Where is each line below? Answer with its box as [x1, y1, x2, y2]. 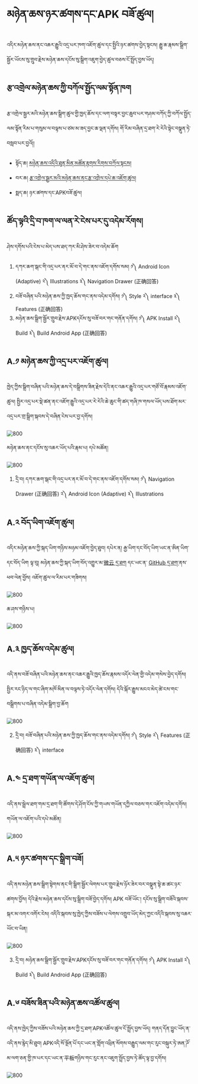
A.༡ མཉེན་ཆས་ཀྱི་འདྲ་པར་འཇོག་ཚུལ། [7, 356, 109, 366]
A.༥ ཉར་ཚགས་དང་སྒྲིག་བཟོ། [7, 854, 83, 864]
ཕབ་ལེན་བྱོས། [7, 574, 31, 581]
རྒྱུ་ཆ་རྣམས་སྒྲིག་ [159, 41, 189, 48]
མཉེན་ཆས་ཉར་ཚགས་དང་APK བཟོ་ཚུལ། [7, 8, 154, 21]
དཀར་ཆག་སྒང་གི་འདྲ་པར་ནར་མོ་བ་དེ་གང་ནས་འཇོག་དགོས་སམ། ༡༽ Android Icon [15, 263, 170, 270]
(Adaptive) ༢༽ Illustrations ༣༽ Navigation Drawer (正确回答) [15, 277, 159, 284]
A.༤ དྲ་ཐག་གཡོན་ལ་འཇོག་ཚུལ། [7, 774, 95, 784]
